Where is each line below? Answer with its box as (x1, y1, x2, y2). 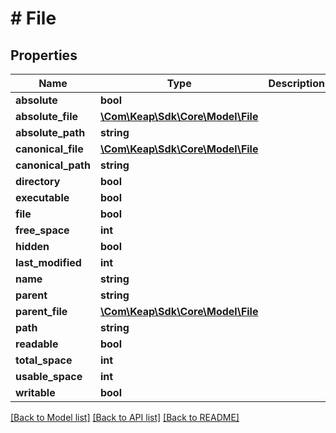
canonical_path (15, 158, 91, 172)
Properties (10, 47, 78, 64)
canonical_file (15, 142, 84, 156)
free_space (15, 223, 70, 237)
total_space (15, 353, 73, 367)
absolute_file (15, 110, 78, 123)
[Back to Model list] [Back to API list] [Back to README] (10, 412, 240, 423)
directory (15, 175, 61, 188)
